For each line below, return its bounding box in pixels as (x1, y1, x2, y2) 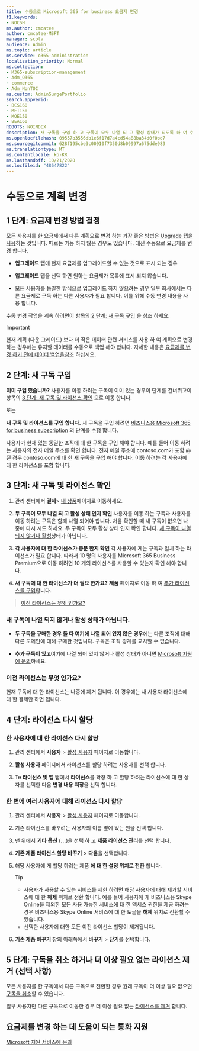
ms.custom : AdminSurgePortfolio (6, 91, 86, 97)
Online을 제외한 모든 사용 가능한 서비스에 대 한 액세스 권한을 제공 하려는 (23, 901, 190, 908)
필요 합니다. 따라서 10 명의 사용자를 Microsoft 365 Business (35, 552, 176, 559)
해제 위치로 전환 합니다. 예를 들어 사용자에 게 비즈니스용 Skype (47, 894, 192, 901)
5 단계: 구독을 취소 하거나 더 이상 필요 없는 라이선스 (6, 955, 181, 965)
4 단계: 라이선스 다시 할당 (6, 714, 94, 725)
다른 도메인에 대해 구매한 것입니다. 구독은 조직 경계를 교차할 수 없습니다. (14, 637, 181, 645)
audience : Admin (6, 42, 46, 48)
